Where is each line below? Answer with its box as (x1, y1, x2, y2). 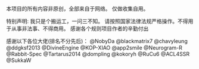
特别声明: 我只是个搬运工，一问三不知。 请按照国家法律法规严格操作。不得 (6, 18, 188, 25)
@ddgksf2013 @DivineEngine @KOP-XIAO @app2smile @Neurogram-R (6, 44, 183, 51)
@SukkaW (6, 57, 32, 64)
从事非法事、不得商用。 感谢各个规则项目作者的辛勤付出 (11, 25, 149, 32)
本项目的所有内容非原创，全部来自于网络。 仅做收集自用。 (6, 5, 149, 12)
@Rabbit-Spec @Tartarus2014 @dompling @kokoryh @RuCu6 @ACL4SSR (6, 51, 190, 57)
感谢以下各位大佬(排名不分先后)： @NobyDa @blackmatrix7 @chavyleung (6, 38, 188, 44)
